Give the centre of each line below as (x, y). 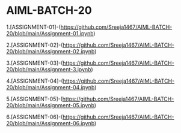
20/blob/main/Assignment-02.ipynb (51, 51)
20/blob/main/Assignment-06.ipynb (51, 123)
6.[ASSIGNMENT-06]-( (35, 117)
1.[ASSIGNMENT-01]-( (34, 27)
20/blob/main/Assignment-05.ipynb (51, 105)
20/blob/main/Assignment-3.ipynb (49, 69)
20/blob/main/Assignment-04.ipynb (51, 87)
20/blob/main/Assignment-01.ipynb (50, 33)
